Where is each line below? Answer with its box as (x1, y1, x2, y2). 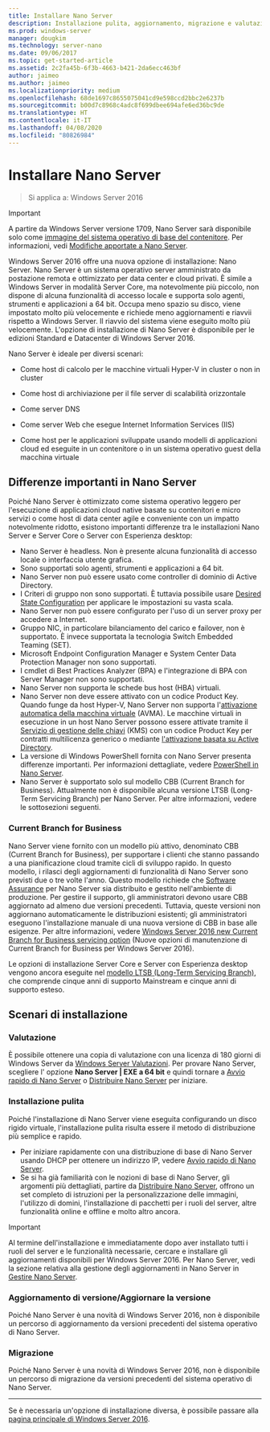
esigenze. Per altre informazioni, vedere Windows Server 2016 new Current (8, 926, 259, 936)
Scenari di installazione (8, 1008, 129, 1021)
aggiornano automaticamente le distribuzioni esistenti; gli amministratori (8, 909, 247, 919)
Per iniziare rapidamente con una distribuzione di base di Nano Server (19, 1147, 252, 1156)
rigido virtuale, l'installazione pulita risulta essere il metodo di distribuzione (8, 1123, 256, 1132)
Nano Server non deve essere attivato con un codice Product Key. (19, 692, 239, 702)
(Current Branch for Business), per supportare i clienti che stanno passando (8, 849, 260, 859)
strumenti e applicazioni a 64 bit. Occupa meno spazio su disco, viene (8, 299, 241, 309)
